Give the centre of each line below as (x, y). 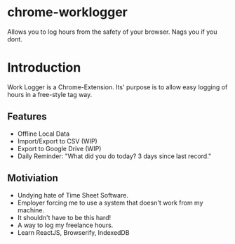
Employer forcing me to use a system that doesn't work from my (110, 203)
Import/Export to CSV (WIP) (58, 141)
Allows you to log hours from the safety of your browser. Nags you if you (112, 32)
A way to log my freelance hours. (65, 225)
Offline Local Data (43, 134)
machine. (31, 210)
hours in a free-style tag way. (50, 94)
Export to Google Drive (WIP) (59, 148)
